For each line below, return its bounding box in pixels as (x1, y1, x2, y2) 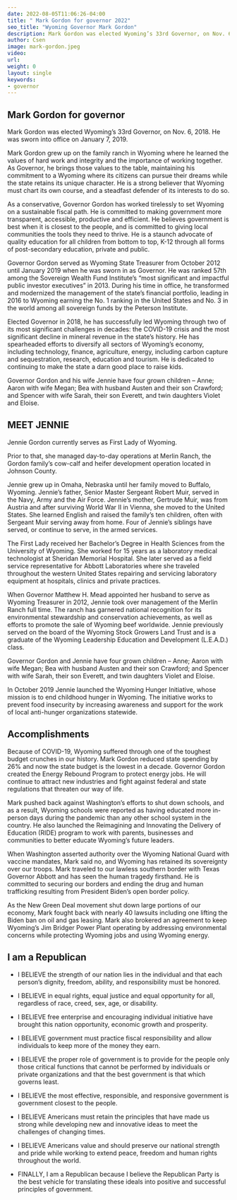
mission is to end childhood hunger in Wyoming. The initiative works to (7, 693, 213, 701)
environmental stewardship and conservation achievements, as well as (7, 613, 213, 621)
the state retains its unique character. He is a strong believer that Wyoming (7, 179, 224, 187)
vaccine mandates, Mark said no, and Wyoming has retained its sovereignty (7, 857, 228, 866)
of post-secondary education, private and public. (7, 245, 150, 254)
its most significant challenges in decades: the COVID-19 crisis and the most (7, 325, 229, 334)
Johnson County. (7, 466, 58, 475)
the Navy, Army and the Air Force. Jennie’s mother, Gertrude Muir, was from (7, 495, 228, 504)
